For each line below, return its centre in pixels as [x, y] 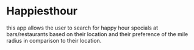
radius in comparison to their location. [54, 40]
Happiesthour [42, 11]
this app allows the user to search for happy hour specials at [82, 28]
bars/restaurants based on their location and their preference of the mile [97, 34]
